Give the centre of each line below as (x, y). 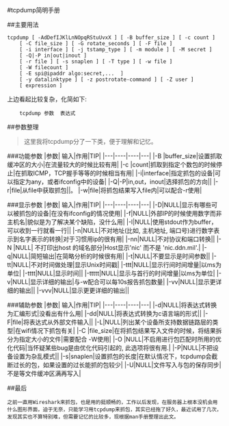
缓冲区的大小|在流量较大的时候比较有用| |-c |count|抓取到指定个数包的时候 (112, 164)
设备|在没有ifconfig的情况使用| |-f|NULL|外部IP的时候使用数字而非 (129, 213)
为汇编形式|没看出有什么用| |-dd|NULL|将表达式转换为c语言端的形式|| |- (108, 313)
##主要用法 (23, 25)
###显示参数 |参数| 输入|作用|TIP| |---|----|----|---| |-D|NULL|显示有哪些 (109, 205)
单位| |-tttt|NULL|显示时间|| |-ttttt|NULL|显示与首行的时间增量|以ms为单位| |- (114, 273)
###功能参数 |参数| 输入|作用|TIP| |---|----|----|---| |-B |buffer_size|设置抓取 (114, 156)
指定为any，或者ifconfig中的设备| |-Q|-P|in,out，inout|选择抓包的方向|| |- (116, 181)
